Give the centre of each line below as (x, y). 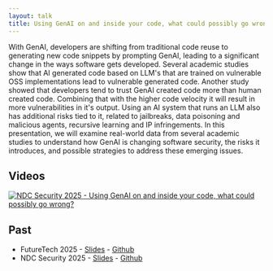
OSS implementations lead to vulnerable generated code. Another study (129, 81)
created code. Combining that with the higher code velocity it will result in (132, 98)
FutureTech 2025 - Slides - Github (77, 250)
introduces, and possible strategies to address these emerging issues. (126, 151)
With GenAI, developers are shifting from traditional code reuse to (119, 46)
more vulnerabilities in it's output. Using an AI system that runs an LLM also (134, 107)
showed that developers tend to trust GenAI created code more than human (135, 90)
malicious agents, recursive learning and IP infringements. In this (117, 125)
